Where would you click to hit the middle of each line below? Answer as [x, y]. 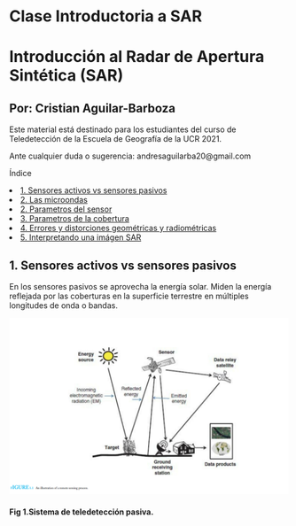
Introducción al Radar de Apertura [137, 57]
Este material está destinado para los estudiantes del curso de [123, 129]
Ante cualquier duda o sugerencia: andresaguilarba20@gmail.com [130, 156]
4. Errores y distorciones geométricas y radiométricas [119, 228]
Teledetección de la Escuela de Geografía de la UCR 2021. [116, 139]
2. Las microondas [55, 200]
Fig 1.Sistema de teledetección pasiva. [82, 512]
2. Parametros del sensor [66, 209]
